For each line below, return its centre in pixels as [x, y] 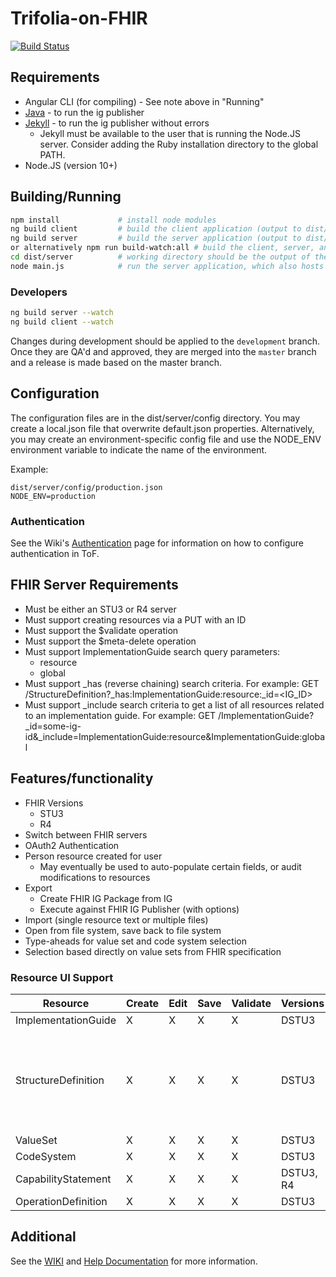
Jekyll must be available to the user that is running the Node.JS [170, 133]
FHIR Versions [54, 803]
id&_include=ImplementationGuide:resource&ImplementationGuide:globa [175, 736]
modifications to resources [95, 877]
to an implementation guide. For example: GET [120, 715]
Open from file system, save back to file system [123, 930]
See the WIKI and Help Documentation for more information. [134, 1261]
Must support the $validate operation [101, 630]
